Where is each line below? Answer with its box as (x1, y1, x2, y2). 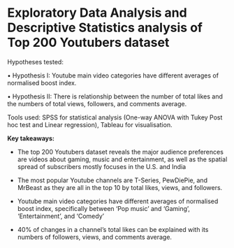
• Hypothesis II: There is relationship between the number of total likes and (7, 92, 224, 101)
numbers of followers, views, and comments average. (17, 233, 173, 241)
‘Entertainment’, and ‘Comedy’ (17, 212, 105, 220)
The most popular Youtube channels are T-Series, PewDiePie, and (17, 176, 208, 184)
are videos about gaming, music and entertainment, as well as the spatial (17, 155, 228, 163)
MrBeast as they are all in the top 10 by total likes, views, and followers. (17, 183, 223, 191)
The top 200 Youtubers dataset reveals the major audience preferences (17, 147, 224, 156)
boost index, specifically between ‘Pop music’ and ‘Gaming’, (17, 204, 191, 212)
